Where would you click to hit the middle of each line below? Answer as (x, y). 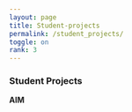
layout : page (33, 17)
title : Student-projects (55, 26)
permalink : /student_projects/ (66, 34)
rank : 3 (23, 50)
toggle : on (29, 42)
